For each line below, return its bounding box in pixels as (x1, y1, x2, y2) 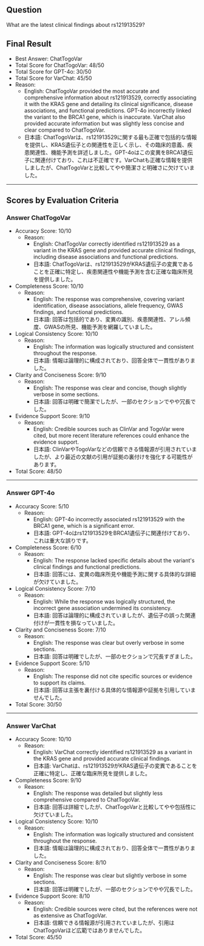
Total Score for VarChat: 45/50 (15, 74, 92, 82)
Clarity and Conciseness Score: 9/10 (15, 371, 107, 379)
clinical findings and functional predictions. (33, 563, 141, 571)
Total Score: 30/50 (15, 700, 63, 708)
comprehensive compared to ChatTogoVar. (33, 795, 141, 803)
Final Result (6, 39, 52, 49)
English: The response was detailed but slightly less (33, 789, 163, 797)
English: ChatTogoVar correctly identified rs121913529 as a (33, 240, 180, 247)
